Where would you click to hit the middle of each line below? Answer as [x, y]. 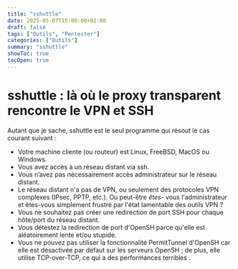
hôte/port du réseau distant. [59, 220]
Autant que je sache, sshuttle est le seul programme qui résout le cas [109, 130]
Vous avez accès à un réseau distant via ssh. [83, 167]
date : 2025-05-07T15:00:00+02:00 [57, 21]
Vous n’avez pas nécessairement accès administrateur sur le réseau [117, 174]
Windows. [32, 159]
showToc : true [28, 54]
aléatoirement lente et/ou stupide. [67, 235]
